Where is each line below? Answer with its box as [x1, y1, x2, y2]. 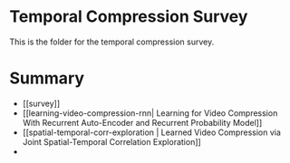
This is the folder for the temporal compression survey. [9, 36, 215, 47]
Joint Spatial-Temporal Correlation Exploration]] [22, 136, 201, 147]
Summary [9, 68, 84, 89]
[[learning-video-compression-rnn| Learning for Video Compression [22, 107, 278, 119]
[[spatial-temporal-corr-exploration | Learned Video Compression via [22, 127, 281, 138]
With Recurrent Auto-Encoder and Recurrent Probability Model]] [22, 117, 263, 128]
